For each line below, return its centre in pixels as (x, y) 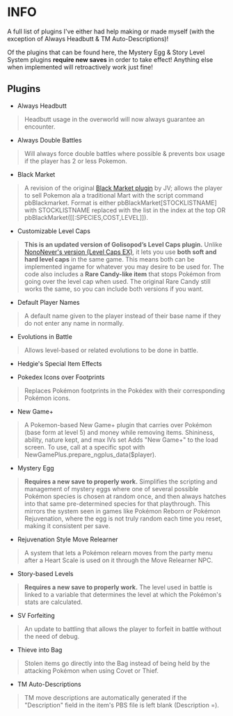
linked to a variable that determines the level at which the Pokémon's (123, 594)
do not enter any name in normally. (74, 323)
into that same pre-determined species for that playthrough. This (117, 503)
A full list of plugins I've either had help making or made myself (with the (111, 31)
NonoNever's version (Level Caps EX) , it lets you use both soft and (120, 252)
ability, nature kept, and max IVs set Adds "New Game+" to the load (121, 440)
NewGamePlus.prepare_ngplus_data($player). (90, 454)
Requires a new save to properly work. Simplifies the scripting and (121, 482)
